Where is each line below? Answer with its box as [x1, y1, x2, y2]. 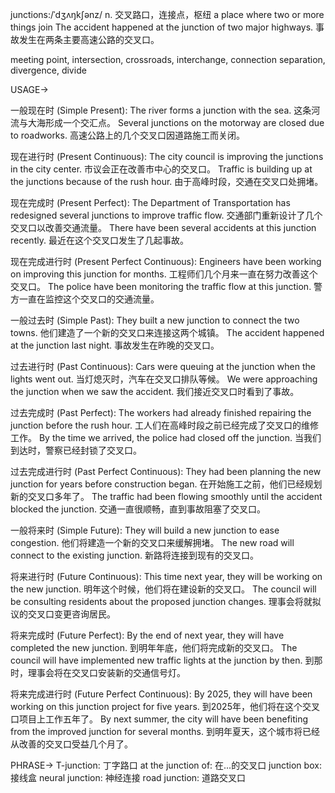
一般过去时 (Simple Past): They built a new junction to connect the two [10, 314, 300, 326]
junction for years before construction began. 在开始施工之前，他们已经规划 [10, 478, 323, 490]
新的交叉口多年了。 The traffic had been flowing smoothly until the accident [10, 491, 323, 502]
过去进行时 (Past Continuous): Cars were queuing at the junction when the [10, 361, 316, 372]
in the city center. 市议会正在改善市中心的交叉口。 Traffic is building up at [10, 163, 313, 175]
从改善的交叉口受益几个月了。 [10, 738, 133, 750]
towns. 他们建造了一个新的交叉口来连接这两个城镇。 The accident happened [10, 327, 325, 338]
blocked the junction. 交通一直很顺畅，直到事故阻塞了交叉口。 [10, 503, 266, 515]
